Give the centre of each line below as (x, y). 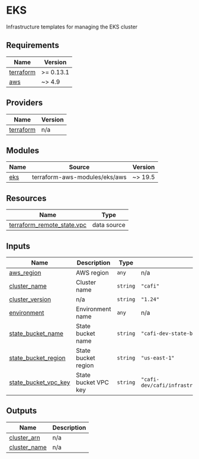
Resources (26, 198)
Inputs (18, 246)
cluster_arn (25, 438)
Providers (25, 103)
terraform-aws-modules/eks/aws (79, 177)
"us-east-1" (158, 358)
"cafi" (150, 286)
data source (109, 225)
